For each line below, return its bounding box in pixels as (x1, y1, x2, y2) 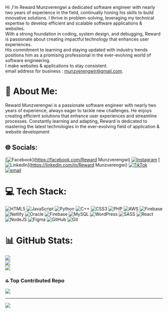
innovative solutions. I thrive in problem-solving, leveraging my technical (5, 15, 154, 21)
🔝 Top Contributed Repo (5, 277, 65, 284)
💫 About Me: (5, 86, 58, 97)
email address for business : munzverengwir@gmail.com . (5, 68, 123, 74)
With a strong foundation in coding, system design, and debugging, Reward (5, 31, 161, 37)
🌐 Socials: (5, 143, 38, 152)
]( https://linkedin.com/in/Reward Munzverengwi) (27, 162, 128, 168)
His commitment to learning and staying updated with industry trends (5, 47, 148, 53)
